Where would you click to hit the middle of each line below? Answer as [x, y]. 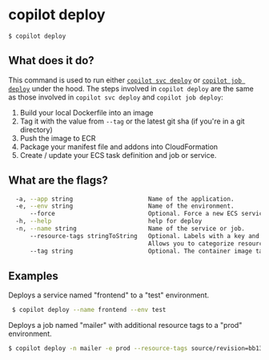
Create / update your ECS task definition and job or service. [118, 155]
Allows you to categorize [191, 243]
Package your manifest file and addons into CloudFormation [119, 147]
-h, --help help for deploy [109, 221]
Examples [33, 275]
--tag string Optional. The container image [141, 251]
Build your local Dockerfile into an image [86, 112]
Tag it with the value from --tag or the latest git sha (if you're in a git [132, 121]
